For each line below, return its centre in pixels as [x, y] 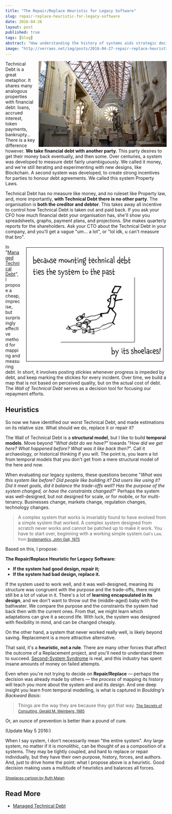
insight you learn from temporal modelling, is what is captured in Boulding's [85, 690]
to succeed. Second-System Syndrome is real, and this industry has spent [84, 658]
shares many [19, 85]
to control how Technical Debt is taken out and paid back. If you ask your [82, 209]
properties [16, 96]
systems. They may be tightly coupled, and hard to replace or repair [77, 751]
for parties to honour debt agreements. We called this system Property [80, 178]
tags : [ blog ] [19, 38]
